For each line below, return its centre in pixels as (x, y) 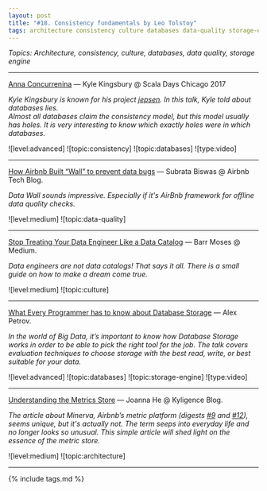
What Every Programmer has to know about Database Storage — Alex (122, 313)
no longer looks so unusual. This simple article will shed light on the (119, 432)
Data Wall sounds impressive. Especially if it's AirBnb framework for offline (131, 195)
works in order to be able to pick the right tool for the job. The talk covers (128, 345)
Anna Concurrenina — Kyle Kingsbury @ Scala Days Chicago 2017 (117, 84)
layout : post (30, 15)
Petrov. (20, 321)
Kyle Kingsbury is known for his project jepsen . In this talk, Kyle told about (130, 99)
